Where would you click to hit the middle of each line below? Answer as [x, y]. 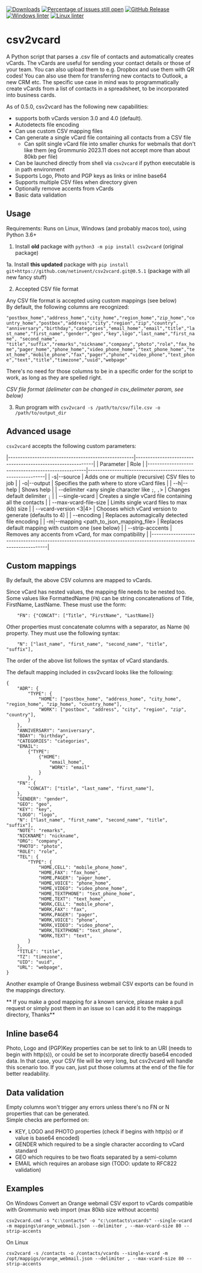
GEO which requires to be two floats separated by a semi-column [96, 1157]
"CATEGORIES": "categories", [54, 741]
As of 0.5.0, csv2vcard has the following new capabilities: [78, 106]
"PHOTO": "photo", [40, 847]
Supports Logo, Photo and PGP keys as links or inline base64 [91, 176]
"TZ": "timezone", [40, 957]
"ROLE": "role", [38, 852]
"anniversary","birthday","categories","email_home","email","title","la [101, 328]
